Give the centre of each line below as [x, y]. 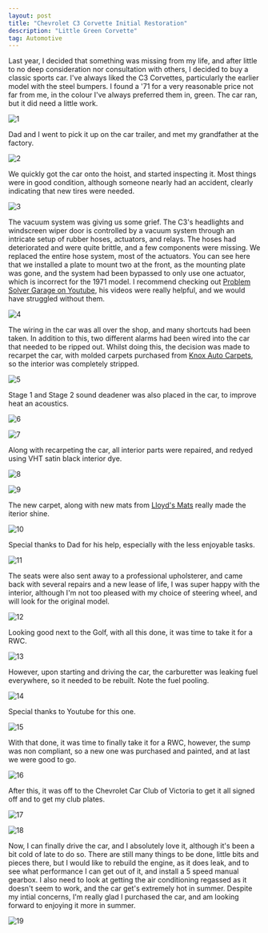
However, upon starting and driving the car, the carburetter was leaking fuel [133, 672]
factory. [21, 143]
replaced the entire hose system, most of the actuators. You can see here [129, 256]
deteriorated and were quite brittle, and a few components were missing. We [134, 248]
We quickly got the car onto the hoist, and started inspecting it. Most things [132, 174]
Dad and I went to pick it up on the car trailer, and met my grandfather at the [134, 135]
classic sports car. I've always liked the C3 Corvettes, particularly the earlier [134, 78]
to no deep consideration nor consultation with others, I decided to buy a [128, 70]
